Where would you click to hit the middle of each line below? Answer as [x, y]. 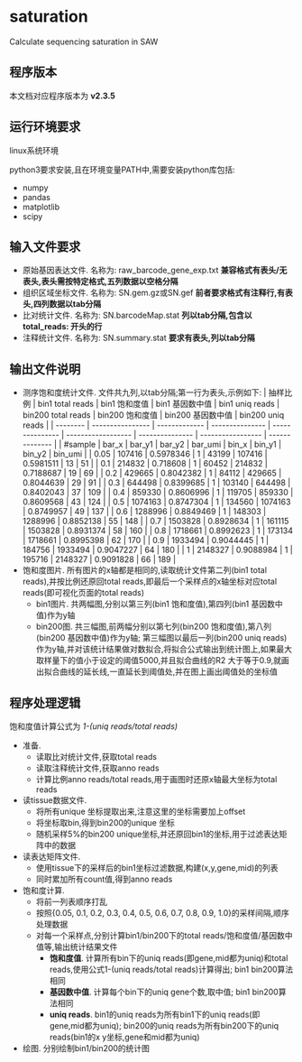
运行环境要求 [45, 127]
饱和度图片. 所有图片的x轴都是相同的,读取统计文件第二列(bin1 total [145, 570]
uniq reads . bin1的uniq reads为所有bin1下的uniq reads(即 [155, 1014]
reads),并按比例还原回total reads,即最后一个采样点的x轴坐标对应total [150, 582]
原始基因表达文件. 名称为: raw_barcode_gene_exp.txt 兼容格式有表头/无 [155, 270]
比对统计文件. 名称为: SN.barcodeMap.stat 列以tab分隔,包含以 [137, 315]
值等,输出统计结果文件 [77, 947]
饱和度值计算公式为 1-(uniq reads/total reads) [94, 726]
